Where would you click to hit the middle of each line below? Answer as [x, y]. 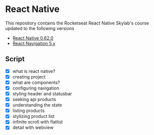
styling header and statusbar [42, 94]
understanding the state [37, 105]
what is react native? [34, 71]
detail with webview [33, 127]
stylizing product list [33, 116]
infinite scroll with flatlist [38, 122]
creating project [29, 76]
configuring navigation [36, 88]
